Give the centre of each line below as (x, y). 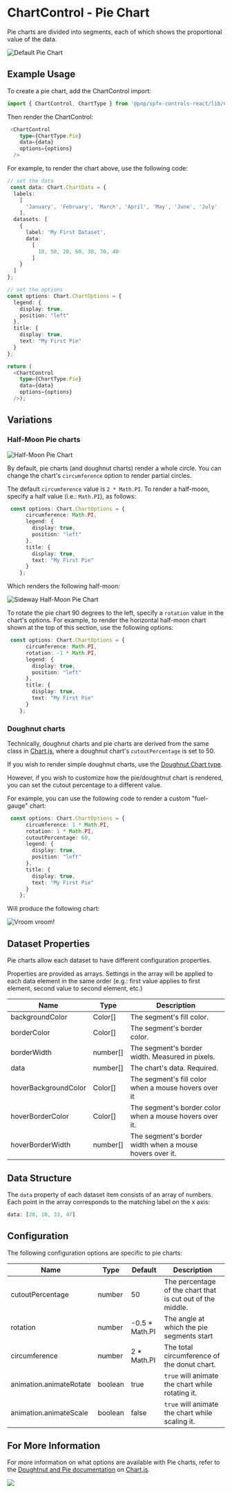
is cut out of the (190, 1298)
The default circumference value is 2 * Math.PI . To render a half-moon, (108, 489)
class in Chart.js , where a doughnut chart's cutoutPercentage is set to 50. (111, 751)
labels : (25, 194)
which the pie (186, 1327)
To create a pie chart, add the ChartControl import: (79, 90)
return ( (20, 366)
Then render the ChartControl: (50, 117)
